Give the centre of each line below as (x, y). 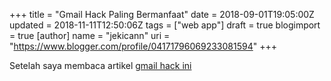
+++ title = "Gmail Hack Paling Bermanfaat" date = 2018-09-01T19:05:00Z (162, 14)
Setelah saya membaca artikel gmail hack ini (100, 65)
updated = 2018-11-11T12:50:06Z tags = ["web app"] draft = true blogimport (165, 25)
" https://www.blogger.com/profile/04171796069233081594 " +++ (143, 46)
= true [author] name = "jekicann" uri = (90, 35)
